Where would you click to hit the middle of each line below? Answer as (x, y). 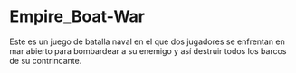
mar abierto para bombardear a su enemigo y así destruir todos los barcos (148, 50)
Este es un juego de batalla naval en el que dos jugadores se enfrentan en (147, 41)
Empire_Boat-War (77, 17)
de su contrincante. (46, 60)
